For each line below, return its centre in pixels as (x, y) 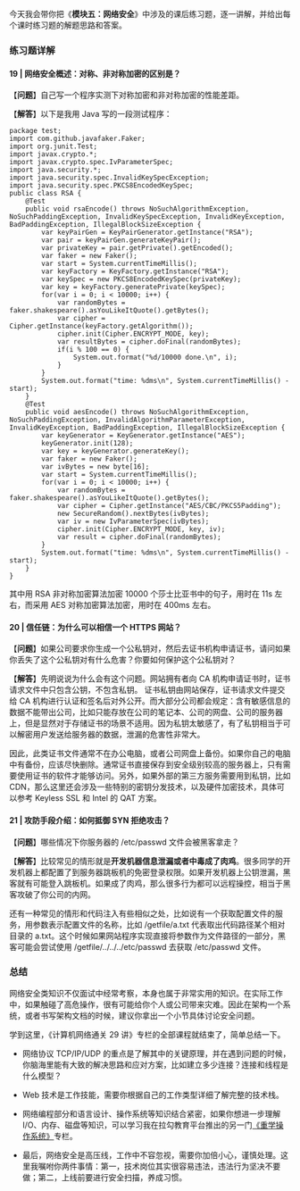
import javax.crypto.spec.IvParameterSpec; (92, 162)
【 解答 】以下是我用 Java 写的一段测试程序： (91, 114)
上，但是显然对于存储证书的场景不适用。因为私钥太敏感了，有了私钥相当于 (146, 723)
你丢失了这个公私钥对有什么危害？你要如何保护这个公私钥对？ (123, 660)
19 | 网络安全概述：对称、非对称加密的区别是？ (95, 73)
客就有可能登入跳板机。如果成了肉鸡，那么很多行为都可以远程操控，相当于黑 (150, 883)
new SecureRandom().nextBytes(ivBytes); (133, 514)
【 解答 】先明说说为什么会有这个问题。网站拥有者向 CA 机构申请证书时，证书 (150, 679)
